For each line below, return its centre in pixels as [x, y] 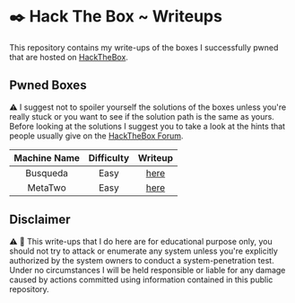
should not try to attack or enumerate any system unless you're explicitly [143, 251]
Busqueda [47, 173]
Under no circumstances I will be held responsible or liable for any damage [147, 270]
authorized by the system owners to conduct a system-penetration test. [142, 260]
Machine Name [47, 157]
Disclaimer [40, 220]
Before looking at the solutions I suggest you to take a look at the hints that [147, 126]
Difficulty [109, 157]
